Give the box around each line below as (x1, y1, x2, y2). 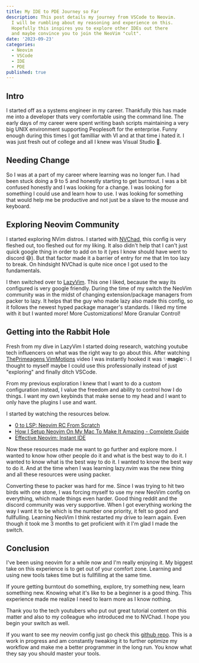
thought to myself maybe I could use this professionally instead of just (6, 362, 178, 369)
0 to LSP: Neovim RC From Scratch (14, 421, 100, 429)
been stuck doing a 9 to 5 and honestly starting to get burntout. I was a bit (6, 177, 187, 184)
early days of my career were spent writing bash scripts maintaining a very (6, 120, 189, 127)
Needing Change (6, 155, 70, 166)
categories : (6, 42, 36, 48)
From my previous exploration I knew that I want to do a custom (6, 379, 161, 387)
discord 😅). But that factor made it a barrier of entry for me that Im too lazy (6, 254, 190, 261)
